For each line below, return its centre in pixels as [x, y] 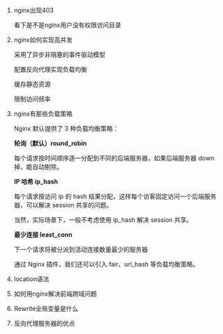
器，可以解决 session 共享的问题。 [63, 205]
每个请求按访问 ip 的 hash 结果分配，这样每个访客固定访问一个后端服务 [115, 196]
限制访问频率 [32, 99]
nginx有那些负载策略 [43, 114]
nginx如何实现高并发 [43, 40]
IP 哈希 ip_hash [36, 182]
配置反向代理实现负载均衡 [50, 69]
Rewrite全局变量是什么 [46, 309]
